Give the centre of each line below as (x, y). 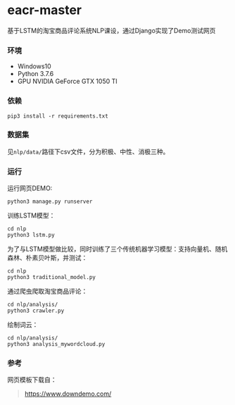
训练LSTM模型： (31, 216)
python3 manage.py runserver (50, 202)
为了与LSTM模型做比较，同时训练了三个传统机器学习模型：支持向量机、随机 (118, 249)
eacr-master (45, 10)
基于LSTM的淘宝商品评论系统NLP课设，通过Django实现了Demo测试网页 (112, 30)
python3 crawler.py (36, 311)
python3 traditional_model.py (52, 278)
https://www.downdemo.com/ (68, 394)
